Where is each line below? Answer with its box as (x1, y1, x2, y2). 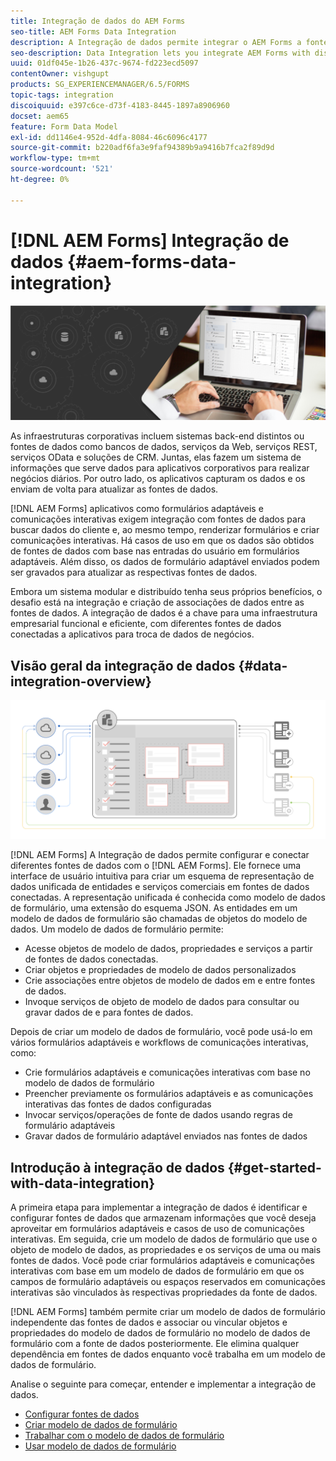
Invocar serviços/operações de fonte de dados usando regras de (24, 1109, 293, 1121)
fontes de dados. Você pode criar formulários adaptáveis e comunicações (10, 1255, 315, 1267)
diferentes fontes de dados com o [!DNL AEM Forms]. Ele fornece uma (10, 860, 302, 872)
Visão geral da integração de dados (10, 657, 236, 674)
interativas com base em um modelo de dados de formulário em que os (10, 1265, 305, 1277)
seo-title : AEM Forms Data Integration (10, 26, 177, 37)
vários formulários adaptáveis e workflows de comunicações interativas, (10, 1036, 309, 1049)
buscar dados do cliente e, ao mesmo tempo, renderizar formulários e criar (10, 524, 320, 536)
